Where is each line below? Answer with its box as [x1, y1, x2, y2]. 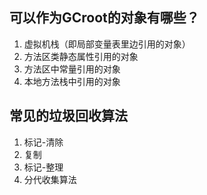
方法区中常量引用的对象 [23, 63, 121, 75]
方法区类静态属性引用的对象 [23, 50, 139, 62]
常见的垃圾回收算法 [9, 108, 128, 125]
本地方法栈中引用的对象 [23, 75, 121, 87]
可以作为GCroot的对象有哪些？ [9, 9, 200, 27]
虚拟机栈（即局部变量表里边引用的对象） [23, 38, 191, 50]
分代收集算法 [23, 173, 77, 185]
